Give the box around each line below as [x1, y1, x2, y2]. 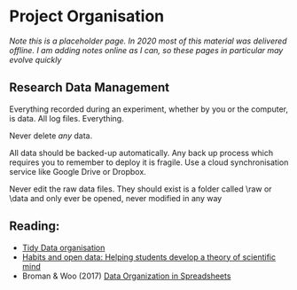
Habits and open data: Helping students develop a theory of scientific [21, 251, 277, 263]
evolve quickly [9, 54, 62, 65]
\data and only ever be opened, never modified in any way [9, 192, 223, 203]
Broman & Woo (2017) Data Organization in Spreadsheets [21, 270, 231, 281]
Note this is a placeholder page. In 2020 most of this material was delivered [9, 35, 287, 46]
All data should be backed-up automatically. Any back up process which [9, 147, 274, 158]
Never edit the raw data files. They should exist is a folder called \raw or [9, 184, 272, 194]
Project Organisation [9, 6, 165, 27]
